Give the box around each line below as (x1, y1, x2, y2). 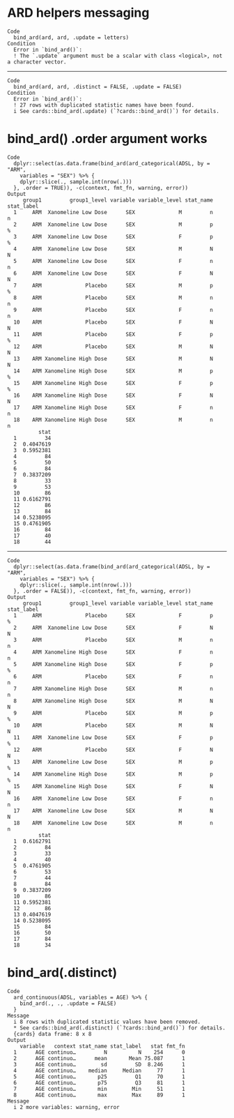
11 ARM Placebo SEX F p (13, 331, 214, 338)
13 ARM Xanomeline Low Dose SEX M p (13, 758, 214, 765)
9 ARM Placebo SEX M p (13, 709, 214, 716)
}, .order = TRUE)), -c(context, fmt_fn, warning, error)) (13, 184, 189, 191)
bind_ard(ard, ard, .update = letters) (13, 33, 130, 41)
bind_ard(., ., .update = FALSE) (19, 999, 117, 1007)
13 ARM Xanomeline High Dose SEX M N (13, 355, 214, 362)
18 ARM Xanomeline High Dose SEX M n (13, 416, 214, 423)
